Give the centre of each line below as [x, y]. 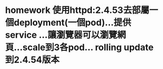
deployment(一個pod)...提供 [73, 23]
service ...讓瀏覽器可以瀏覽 [61, 35]
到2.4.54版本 [32, 60]
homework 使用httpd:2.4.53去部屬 [77, 10]
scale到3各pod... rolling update [88, 47]
